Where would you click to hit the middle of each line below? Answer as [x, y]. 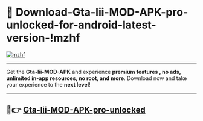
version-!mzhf [43, 38]
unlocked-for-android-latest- [81, 25]
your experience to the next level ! [48, 84]
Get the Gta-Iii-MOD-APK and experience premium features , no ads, [94, 72]
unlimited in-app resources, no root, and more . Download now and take [97, 78]
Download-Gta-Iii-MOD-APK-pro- [102, 12]
